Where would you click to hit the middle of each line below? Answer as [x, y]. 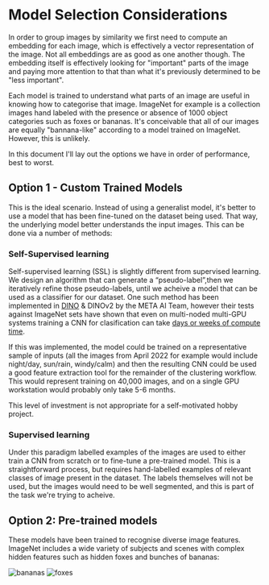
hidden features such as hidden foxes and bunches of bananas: [114, 557]
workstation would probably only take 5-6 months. [92, 390]
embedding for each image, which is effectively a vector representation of [131, 45]
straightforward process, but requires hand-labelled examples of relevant [130, 470]
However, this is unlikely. [49, 138]
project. [21, 414]
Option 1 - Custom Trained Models [95, 188]
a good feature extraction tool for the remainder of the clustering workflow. [133, 373]
